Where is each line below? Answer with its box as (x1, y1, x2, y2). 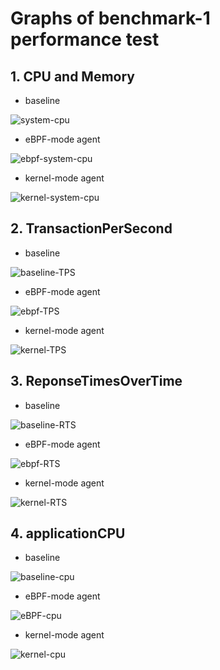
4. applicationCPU (10, 525, 126, 542)
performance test (10, 28, 160, 51)
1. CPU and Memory (10, 68, 135, 85)
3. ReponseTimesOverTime (10, 373, 183, 390)
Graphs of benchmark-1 (10, 7, 211, 30)
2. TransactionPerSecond (10, 220, 173, 237)
